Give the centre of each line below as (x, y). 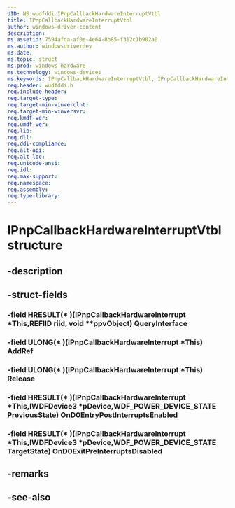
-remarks (28, 474)
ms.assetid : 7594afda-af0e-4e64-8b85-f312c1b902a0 (83, 40)
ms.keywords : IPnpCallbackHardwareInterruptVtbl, (81, 79)
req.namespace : (29, 183)
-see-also (29, 498)
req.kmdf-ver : (28, 118)
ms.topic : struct (33, 59)
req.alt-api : (26, 150)
